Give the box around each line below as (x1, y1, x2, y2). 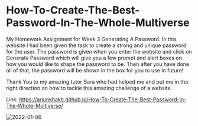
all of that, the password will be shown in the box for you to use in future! (6, 67, 184, 74)
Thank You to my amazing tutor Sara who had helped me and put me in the (6, 78, 189, 85)
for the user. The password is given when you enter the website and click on (6, 48, 192, 55)
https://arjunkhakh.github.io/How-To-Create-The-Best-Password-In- (19, 95, 187, 103)
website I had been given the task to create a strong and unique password (6, 42, 187, 49)
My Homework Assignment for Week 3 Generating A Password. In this (6, 35, 177, 42)
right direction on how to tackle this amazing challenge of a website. (6, 84, 173, 91)
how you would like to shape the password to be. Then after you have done (6, 60, 190, 68)
